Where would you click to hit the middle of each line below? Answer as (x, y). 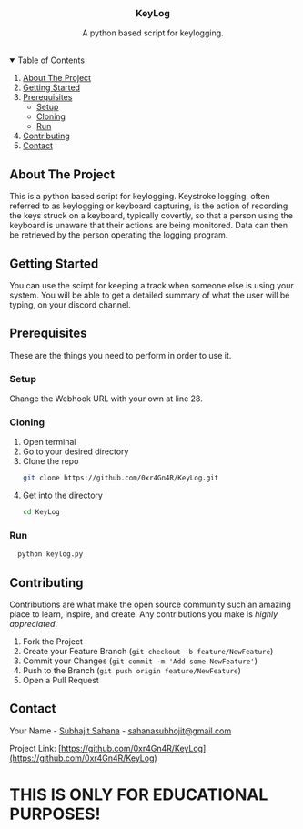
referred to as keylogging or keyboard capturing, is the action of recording (149, 206)
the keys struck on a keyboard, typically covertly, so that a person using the (151, 216)
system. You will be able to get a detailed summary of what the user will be (150, 295)
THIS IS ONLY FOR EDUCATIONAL (139, 795)
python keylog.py (50, 554)
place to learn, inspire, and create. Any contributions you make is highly (144, 614)
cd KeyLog (41, 512)
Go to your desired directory (76, 451)
